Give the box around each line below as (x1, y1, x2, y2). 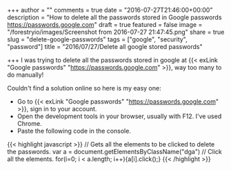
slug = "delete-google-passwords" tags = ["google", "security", (7, 35, 188, 44)
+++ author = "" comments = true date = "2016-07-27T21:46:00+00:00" (7, 6, 213, 14)
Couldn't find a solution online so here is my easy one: (7, 84, 161, 92)
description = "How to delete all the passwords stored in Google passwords (7, 13, 222, 21)
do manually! (7, 70, 44, 79)
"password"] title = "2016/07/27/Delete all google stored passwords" (7, 43, 203, 50)
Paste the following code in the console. (17, 127, 131, 135)
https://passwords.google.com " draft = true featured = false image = (7, 21, 203, 28)
